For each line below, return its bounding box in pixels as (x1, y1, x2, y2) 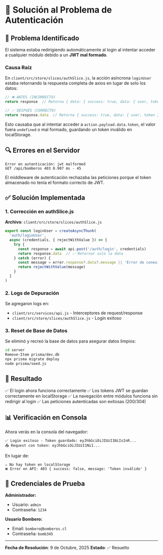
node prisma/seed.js (5, 361, 47, 366)
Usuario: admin (12, 502, 41, 507)
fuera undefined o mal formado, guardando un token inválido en (5, 126, 132, 132)
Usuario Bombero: (5, 516, 43, 522)
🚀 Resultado (5, 375, 42, 383)
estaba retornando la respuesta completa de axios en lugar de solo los (5, 80, 146, 86)
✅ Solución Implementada (5, 194, 85, 202)
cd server (5, 348, 25, 353)
